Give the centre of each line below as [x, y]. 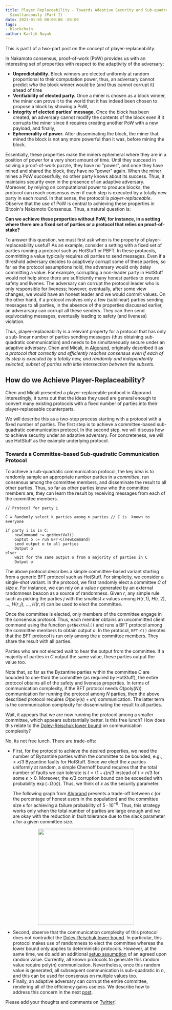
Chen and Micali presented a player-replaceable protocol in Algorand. [79, 392]
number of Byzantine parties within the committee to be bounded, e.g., [87, 756]
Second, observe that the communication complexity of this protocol [85, 932]
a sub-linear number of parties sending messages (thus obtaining [74, 337]
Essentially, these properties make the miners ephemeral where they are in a [86, 155]
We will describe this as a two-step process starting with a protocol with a [83, 419]
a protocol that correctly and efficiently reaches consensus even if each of [84, 353]
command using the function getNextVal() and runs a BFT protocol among [84, 625]
